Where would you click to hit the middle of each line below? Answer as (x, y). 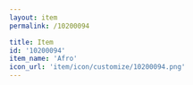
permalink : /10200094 (50, 26)
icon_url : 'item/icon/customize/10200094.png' (97, 67)
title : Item (31, 42)
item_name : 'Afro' (43, 59)
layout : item (34, 17)
